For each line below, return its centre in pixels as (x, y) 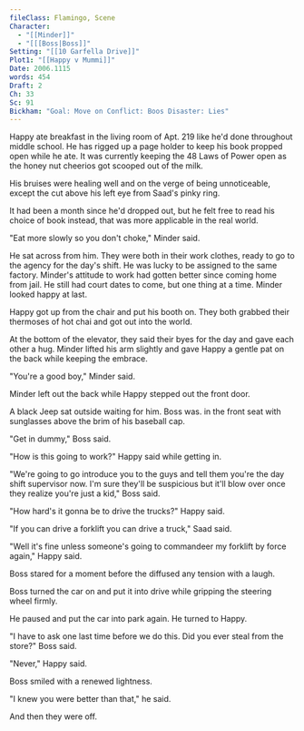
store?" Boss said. (43, 646)
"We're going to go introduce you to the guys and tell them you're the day (147, 474)
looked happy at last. (49, 294)
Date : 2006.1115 (40, 69)
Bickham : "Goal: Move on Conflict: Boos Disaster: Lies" (119, 111)
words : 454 (30, 77)
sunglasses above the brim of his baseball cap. (98, 421)
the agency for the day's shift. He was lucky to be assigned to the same (143, 266)
